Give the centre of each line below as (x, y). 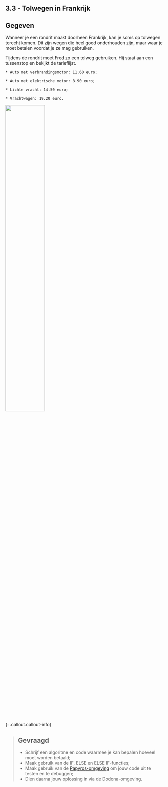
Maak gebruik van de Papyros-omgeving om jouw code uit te (88, 768)
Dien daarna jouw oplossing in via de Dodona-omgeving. (84, 779)
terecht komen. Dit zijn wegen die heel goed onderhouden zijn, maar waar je (84, 43)
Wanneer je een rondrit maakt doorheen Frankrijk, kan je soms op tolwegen (83, 38)
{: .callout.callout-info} (28, 725)
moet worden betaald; (48, 758)
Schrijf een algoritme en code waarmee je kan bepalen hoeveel (90, 752)
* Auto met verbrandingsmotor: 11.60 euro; (51, 72)
